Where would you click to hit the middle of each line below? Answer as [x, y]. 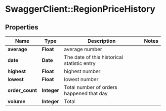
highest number [82, 71]
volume [17, 101]
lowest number [81, 79]
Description [102, 41]
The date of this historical [94, 57]
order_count [22, 90]
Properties [22, 27]
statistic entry [80, 63]
